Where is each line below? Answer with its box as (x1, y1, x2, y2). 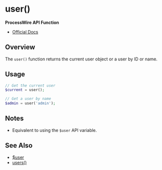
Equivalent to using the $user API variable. (12, 127, 97, 133)
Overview (5, 43, 36, 52)
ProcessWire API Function (5, 19, 60, 25)
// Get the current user (5, 83, 56, 88)
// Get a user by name (5, 96, 51, 101)
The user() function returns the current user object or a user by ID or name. (5, 56, 158, 62)
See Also (5, 141, 33, 150)
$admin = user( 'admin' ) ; (5, 101, 56, 106)
